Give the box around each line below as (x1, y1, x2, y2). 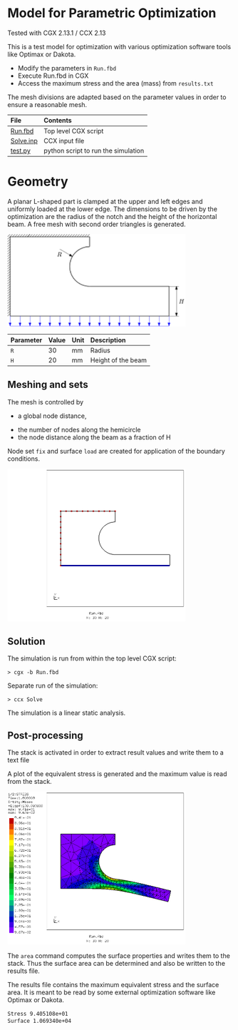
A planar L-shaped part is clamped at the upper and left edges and (7, 197, 203, 205)
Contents (43, 116, 73, 125)
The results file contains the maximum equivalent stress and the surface (7, 980, 219, 989)
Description (90, 335, 126, 344)
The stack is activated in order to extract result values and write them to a (7, 748, 224, 757)
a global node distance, (17, 412, 87, 420)
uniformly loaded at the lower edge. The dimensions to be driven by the (7, 205, 217, 213)
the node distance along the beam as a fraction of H (17, 433, 171, 442)
